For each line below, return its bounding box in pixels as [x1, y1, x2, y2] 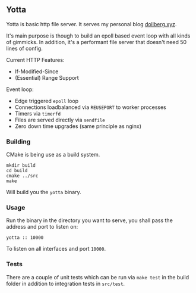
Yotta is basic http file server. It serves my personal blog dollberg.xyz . [6, 20, 177, 27]
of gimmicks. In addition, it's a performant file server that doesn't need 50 [6, 38, 187, 45]
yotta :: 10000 [6, 235, 44, 241]
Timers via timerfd [14, 110, 61, 117]
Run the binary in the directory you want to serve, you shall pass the [6, 217, 173, 224]
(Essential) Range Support [14, 74, 79, 81]
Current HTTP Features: [6, 56, 65, 63]
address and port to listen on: [6, 223, 78, 230]
